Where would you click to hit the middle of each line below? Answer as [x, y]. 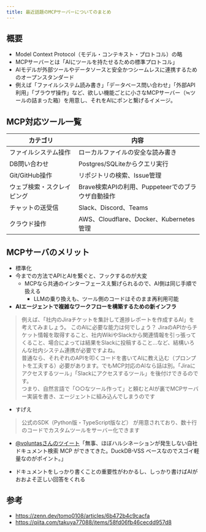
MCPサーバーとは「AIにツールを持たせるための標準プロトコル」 [96, 62]
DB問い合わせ [29, 164]
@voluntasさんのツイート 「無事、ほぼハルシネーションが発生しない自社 [106, 444]
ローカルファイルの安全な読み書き [128, 152]
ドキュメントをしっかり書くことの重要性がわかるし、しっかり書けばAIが [106, 472]
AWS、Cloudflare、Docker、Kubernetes [137, 219]
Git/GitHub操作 [31, 176]
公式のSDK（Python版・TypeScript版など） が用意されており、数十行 [109, 423]
